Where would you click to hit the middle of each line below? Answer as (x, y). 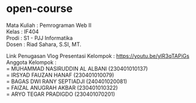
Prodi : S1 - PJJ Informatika (40, 38)
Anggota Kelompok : (31, 62)
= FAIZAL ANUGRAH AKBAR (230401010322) (62, 87)
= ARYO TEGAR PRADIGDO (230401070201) (61, 94)
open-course (40, 9)
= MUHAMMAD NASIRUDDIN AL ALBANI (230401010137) (77, 68)
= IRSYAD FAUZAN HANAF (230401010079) (60, 75)
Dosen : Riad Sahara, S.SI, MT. (44, 44)
